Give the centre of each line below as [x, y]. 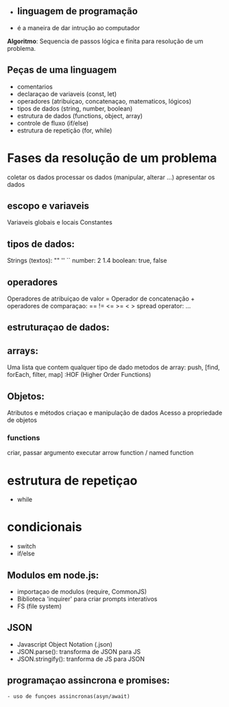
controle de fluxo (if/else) [53, 123]
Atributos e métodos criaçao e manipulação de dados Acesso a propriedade [115, 413]
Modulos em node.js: [53, 575]
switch [26, 546]
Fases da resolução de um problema [112, 158]
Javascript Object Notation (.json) [65, 644]
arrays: [23, 350]
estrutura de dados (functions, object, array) [80, 115]
